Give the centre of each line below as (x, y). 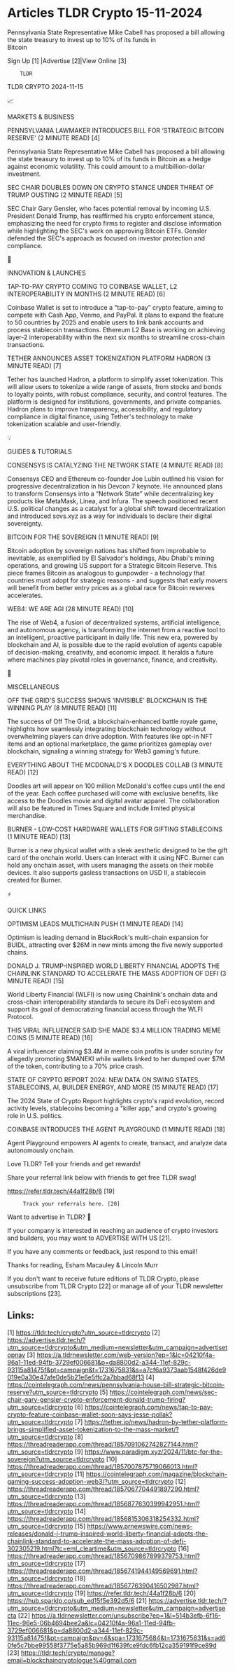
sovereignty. (25, 523)
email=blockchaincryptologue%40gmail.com (72, 1660)
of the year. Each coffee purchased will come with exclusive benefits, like (113, 793)
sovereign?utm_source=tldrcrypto (56, 1459)
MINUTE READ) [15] (36, 981)
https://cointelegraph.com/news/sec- (164, 1392)
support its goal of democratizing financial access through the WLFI (105, 1009)
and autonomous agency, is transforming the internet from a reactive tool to (116, 629)
